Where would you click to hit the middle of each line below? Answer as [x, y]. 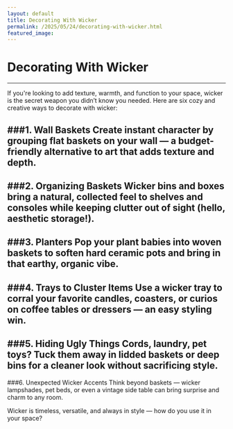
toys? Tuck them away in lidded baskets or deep [113, 355]
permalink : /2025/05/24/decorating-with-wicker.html [85, 26]
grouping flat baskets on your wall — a [92, 141]
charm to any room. [35, 397]
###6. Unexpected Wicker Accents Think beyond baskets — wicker [104, 382]
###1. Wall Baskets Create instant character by [110, 130]
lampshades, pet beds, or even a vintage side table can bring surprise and [113, 389]
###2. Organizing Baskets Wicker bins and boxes [116, 186]
